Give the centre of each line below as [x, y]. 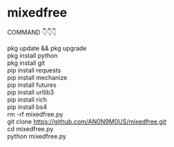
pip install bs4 [27, 107]
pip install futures [32, 85]
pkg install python [32, 55]
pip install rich [27, 99]
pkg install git [26, 63]
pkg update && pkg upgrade [47, 48]
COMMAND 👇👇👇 [32, 32]
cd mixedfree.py [30, 128]
